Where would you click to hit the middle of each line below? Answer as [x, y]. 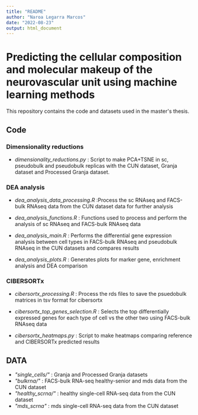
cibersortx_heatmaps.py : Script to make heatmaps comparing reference [103, 336]
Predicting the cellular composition [94, 57]
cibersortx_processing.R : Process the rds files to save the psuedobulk [100, 294]
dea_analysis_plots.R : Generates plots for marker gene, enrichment [98, 260]
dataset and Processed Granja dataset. [62, 172]
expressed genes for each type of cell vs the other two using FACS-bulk [103, 318]
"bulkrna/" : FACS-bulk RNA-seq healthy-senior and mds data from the [101, 381]
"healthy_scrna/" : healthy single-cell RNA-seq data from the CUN [95, 394]
